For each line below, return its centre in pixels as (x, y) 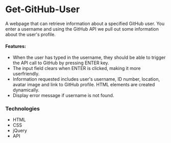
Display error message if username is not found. (63, 96)
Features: (16, 46)
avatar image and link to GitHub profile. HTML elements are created (84, 85)
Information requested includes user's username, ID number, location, (86, 79)
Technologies (22, 109)
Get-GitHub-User (43, 9)
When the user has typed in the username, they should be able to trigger (89, 58)
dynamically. (26, 90)
